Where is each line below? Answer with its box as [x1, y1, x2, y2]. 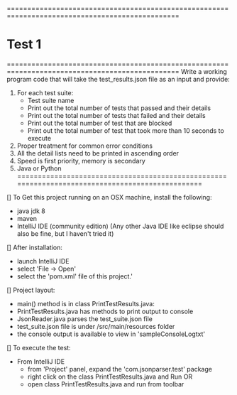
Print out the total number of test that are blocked [27, 119, 172, 127]
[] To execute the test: [6, 343, 72, 352]
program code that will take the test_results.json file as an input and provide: [6, 75, 230, 83]
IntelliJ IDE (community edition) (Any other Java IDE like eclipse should [16, 222, 224, 230]
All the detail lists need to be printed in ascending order [16, 148, 179, 157]
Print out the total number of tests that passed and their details [27, 104, 211, 112]
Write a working [180, 67, 228, 75]
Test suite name [27, 96, 75, 104]
